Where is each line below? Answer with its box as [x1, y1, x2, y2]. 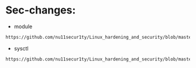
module [13, 23, 33, 30]
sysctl [13, 45, 29, 52]
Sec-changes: [5, 4, 76, 17]
